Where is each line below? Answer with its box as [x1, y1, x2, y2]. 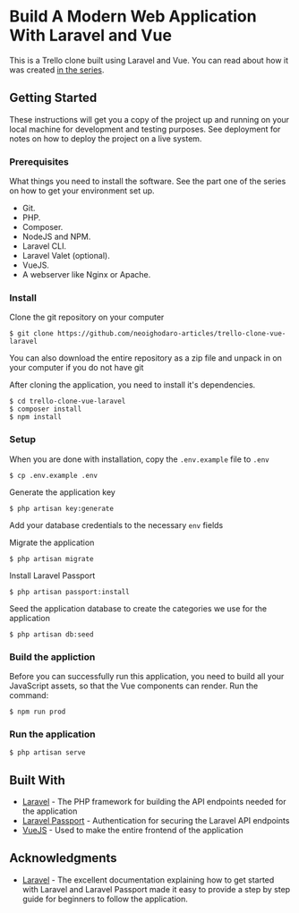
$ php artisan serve [9, 748, 87, 757]
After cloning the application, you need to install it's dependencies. [9, 380, 256, 390]
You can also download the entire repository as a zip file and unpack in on [9, 353, 282, 363]
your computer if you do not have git [9, 363, 144, 373]
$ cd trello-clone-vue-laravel [9, 397, 126, 406]
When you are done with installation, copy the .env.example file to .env [9, 454, 270, 465]
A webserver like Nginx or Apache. [21, 269, 151, 280]
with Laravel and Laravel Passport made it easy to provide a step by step [21, 883, 291, 894]
